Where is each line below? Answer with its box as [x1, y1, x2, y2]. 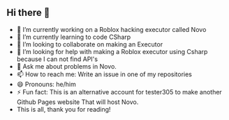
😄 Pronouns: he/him [16, 80, 76, 88]
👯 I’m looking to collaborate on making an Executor [16, 40, 163, 49]
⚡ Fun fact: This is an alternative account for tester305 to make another [16, 87, 223, 96]
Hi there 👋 [6, 7, 50, 19]
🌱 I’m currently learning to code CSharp [16, 33, 131, 41]
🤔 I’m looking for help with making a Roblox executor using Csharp [16, 47, 208, 55]
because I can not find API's [16, 55, 98, 63]
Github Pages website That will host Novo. [16, 98, 139, 106]
